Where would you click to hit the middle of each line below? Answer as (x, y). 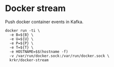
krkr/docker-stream (29, 60)
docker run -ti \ (23, 30)
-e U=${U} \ (22, 39)
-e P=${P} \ (22, 43)
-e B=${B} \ (22, 35)
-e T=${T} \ (22, 47)
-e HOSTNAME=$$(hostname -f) (39, 52)
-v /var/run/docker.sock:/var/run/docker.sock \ (59, 56)
